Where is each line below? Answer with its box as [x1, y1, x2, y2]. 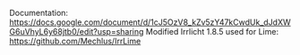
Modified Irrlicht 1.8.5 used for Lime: [145, 27, 279, 36]
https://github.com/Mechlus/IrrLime [9, 35, 141, 46]
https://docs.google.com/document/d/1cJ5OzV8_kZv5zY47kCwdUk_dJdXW [9, 17, 291, 27]
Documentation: [9, 8, 69, 18]
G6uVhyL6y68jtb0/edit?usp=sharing [9, 27, 144, 36]
